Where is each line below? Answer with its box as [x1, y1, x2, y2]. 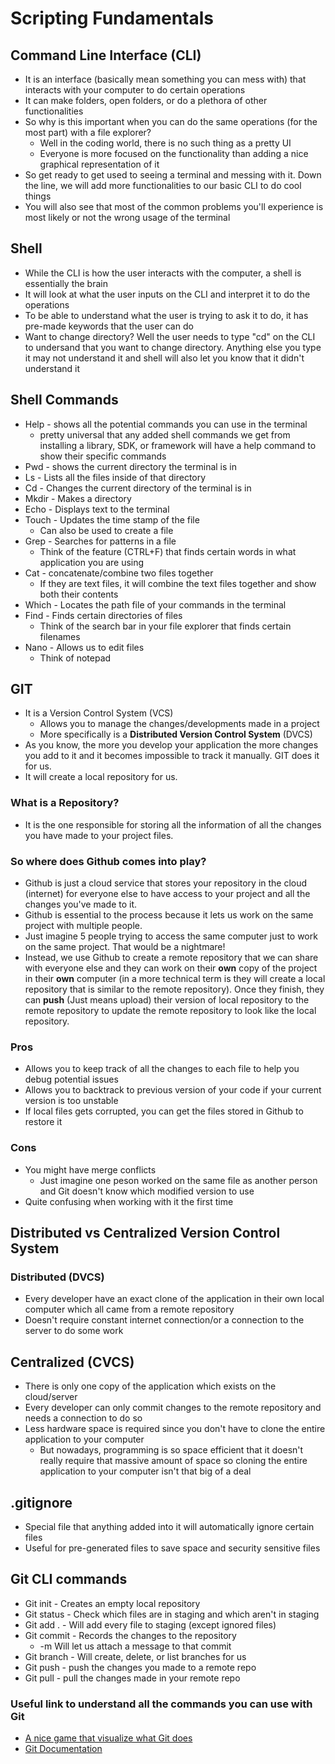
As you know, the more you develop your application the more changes [24, 739, 319, 751]
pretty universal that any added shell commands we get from [39, 428, 291, 441]
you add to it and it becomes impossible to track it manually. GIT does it [24, 750, 320, 762]
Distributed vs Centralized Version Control [10, 1225, 281, 1242]
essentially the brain [24, 277, 108, 289]
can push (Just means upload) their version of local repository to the [24, 994, 310, 1006]
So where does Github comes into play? [10, 854, 207, 868]
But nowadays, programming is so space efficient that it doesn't [39, 1444, 304, 1456]
